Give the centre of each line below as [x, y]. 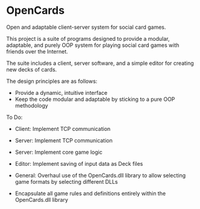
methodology [31, 105]
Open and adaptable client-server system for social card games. [86, 27]
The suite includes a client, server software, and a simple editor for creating [100, 63]
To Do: [14, 117]
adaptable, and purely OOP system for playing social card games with [93, 45]
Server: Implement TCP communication [64, 140]
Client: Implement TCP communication [63, 129]
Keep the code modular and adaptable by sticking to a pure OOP [95, 99]
